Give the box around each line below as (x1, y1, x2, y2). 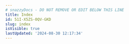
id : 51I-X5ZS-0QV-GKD (5, 17, 51, 22)
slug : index (5, 21, 31, 27)
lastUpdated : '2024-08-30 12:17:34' (5, 31, 83, 36)
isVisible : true (5, 26, 40, 31)
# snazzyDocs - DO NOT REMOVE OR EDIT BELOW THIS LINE (5, 7, 124, 13)
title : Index (5, 12, 33, 17)
